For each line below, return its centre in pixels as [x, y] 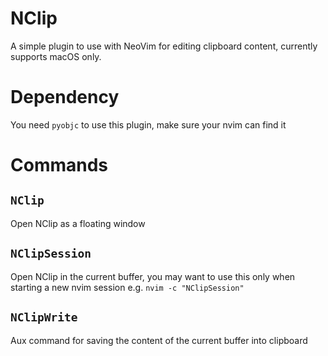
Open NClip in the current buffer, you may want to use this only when [153, 276]
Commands [59, 165]
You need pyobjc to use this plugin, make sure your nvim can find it [148, 124]
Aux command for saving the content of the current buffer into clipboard [159, 340]
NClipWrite [44, 317]
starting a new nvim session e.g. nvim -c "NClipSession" [127, 287]
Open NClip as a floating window [78, 223]
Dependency [65, 97]
